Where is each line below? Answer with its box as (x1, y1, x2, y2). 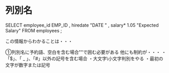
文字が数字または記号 (5, 62, 50, 68)
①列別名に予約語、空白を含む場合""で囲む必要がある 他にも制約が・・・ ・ (5, 49, 166, 55)
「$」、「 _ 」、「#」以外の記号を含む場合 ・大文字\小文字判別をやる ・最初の (5, 55, 164, 62)
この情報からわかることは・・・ (5, 38, 73, 44)
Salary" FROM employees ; (5, 27, 62, 33)
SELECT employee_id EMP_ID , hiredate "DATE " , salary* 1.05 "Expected (5, 22, 159, 28)
